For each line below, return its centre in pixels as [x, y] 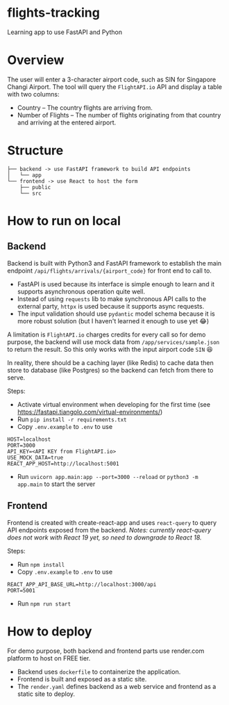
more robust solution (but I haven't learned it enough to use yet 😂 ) [113, 321]
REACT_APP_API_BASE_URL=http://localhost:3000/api [82, 584]
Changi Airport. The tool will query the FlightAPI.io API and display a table [114, 87]
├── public [35, 187]
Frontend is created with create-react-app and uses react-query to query [112, 522]
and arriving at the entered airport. [67, 122]
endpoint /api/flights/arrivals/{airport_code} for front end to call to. [109, 270]
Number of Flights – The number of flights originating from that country [119, 115]
